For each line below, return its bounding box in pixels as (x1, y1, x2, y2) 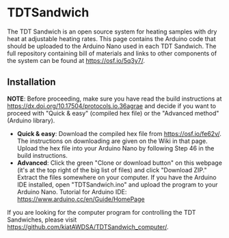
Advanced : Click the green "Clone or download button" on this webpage (16, 159, 222, 167)
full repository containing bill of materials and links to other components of (7, 49, 217, 57)
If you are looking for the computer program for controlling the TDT (7, 208, 196, 216)
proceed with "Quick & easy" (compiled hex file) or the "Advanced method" (7, 109, 219, 117)
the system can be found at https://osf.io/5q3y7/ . (7, 56, 146, 64)
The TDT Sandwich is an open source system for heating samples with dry (7, 27, 217, 36)
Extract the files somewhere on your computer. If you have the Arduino (16, 173, 217, 181)
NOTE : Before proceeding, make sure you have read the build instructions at (7, 94, 222, 103)
